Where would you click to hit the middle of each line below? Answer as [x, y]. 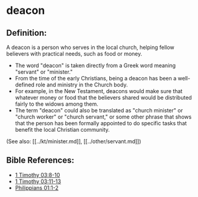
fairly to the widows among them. [56, 104]
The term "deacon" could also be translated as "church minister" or [99, 110]
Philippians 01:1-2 [37, 187]
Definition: [27, 33]
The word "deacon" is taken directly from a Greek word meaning [95, 65]
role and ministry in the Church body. [82, 85]
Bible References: [40, 160]
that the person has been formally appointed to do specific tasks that [101, 123]
